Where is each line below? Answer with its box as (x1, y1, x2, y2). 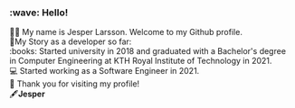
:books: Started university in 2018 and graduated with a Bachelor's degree (9, 46, 287, 57)
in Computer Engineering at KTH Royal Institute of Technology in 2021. (9, 56, 272, 67)
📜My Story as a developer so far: (9, 36, 132, 47)
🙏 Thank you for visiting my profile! (9, 78, 140, 89)
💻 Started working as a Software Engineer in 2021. (9, 66, 200, 76)
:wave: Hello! (9, 6, 69, 19)
